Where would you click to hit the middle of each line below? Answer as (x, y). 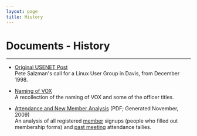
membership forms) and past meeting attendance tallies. (83, 127)
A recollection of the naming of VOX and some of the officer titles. (94, 97)
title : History (25, 17)
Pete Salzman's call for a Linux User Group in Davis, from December (97, 74)
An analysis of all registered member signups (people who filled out (96, 121)
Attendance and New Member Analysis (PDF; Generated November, (96, 109)
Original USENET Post (41, 67)
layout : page (22, 11)
